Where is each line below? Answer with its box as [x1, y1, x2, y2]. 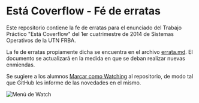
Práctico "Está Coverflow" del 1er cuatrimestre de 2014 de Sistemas [6, 30, 174, 37]
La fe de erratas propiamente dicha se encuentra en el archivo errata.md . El [6, 48, 193, 55]
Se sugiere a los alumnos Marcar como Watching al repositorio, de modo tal [6, 72, 194, 80]
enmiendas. [6, 61, 35, 68]
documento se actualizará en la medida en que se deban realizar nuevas [6, 54, 186, 62]
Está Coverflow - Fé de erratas [6, 4, 161, 18]
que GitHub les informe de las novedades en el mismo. [6, 79, 141, 86]
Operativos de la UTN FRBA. [6, 37, 76, 44]
